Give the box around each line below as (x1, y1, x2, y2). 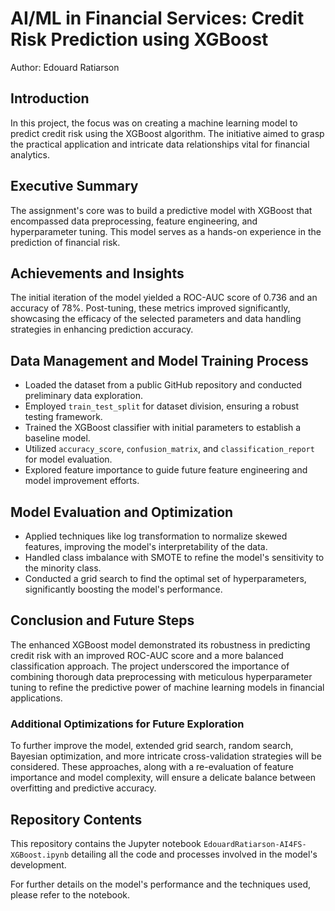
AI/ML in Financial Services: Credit (10, 7, 305, 30)
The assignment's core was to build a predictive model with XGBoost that (10, 204, 313, 216)
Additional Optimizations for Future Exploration (10, 717, 245, 731)
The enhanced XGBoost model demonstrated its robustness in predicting (10, 638, 311, 651)
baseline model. (24, 432, 91, 444)
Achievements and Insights (10, 265, 185, 282)
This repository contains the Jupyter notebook (10, 837, 202, 849)
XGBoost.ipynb (10, 850, 70, 860)
